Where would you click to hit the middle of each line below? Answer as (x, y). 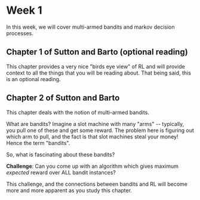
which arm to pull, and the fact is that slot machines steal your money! (92, 136)
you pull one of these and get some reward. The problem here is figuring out (100, 130)
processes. (20, 33)
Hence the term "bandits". (38, 143)
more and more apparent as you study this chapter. (69, 190)
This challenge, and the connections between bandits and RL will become (97, 184)
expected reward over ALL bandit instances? (61, 172)
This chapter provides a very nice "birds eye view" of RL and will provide (96, 66)
